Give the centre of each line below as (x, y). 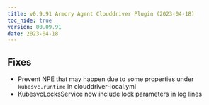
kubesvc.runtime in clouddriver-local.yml (77, 87)
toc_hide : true (30, 20)
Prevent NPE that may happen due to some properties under (106, 79)
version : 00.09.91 (34, 27)
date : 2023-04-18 (33, 33)
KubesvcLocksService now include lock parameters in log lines (110, 94)
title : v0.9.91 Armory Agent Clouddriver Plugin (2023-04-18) (101, 14)
